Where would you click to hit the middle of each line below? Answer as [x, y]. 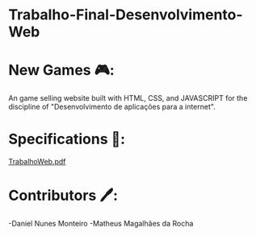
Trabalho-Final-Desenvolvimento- [126, 15]
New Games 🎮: [61, 70]
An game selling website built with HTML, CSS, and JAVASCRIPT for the [128, 98]
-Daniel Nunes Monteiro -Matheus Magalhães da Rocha [101, 224]
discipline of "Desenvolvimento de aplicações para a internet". [112, 107]
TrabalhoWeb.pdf [37, 162]
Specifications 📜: [67, 139]
